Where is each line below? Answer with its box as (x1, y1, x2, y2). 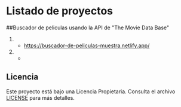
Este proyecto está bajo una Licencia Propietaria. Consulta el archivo (6, 88, 176, 95)
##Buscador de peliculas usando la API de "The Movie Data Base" (6, 24, 170, 31)
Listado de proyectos (6, 4, 113, 18)
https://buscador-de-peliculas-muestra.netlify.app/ (23, 42, 150, 49)
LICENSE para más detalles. (6, 94, 75, 101)
